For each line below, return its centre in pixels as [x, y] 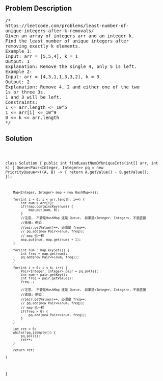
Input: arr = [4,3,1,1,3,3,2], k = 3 [52, 77]
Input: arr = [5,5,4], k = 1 [42, 56]
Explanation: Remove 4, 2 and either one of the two [73, 87]
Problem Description [39, 8]
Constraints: [22, 102]
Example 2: [19, 72]
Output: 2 [17, 82]
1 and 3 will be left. [34, 97]
